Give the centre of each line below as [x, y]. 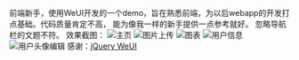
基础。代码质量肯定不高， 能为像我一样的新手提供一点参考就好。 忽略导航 [151, 24]
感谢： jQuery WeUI [102, 46]
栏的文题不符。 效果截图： [57, 35]
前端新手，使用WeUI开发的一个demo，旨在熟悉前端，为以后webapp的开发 [145, 13]
